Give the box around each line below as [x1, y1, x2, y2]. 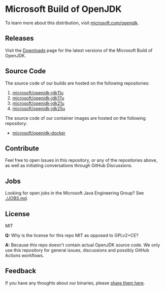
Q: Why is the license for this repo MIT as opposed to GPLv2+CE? [5, 233, 139, 238]
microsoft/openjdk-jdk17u [12, 95, 65, 101]
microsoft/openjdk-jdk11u [12, 90, 64, 96]
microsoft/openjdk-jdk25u [12, 105, 66, 111]
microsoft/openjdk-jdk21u [12, 100, 65, 106]
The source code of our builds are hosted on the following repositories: [5, 80, 150, 86]
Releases [5, 34, 34, 43]
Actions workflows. [5, 252, 44, 258]
